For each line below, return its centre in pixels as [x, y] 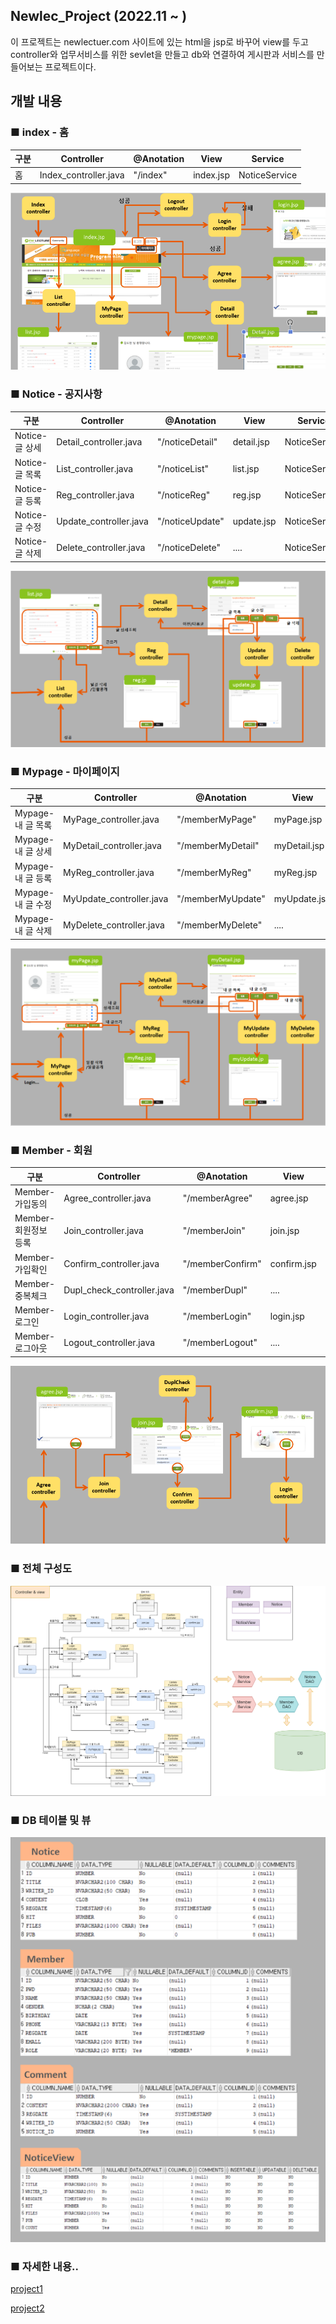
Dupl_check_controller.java [119, 1290]
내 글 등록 [33, 878]
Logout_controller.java [109, 1343]
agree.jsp [289, 1198]
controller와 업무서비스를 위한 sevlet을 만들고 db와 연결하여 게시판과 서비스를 [162, 54]
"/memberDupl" [215, 1290]
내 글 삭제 [33, 931]
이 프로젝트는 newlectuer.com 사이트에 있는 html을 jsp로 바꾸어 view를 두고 [159, 41]
